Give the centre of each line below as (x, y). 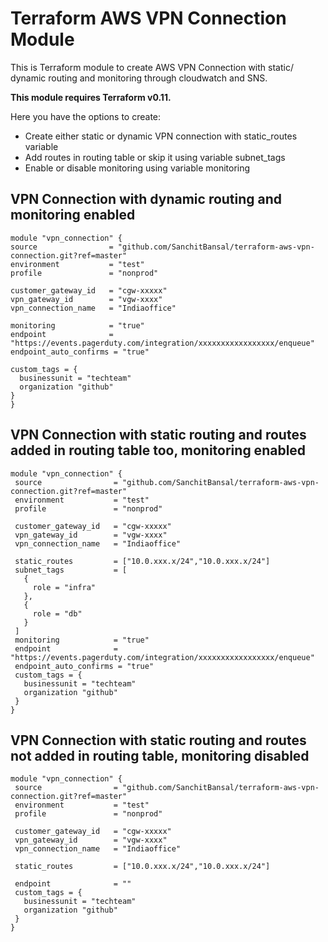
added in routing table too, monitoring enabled (158, 450)
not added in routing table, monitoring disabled (160, 755)
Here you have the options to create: (86, 116)
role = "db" (57, 613)
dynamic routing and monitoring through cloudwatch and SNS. (139, 78)
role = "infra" (64, 587)
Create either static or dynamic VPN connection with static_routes (161, 136)
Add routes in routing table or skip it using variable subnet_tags (155, 157)
